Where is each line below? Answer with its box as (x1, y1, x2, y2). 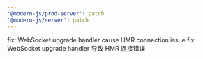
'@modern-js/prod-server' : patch (7, 10, 105, 17)
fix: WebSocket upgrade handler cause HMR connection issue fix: (7, 35, 197, 44)
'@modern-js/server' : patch (7, 17, 89, 24)
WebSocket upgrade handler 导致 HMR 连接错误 (7, 44, 146, 52)
